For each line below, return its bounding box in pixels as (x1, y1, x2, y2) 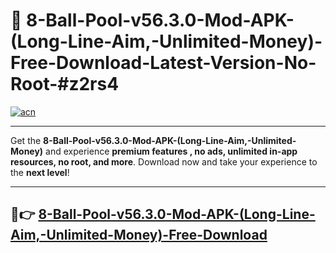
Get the (10, 134, 42, 146)
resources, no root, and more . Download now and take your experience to (10, 155, 318, 168)
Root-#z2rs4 (10, 73, 120, 96)
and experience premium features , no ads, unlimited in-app (45, 145, 298, 157)
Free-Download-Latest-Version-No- (10, 52, 317, 74)
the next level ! (10, 166, 70, 178)
